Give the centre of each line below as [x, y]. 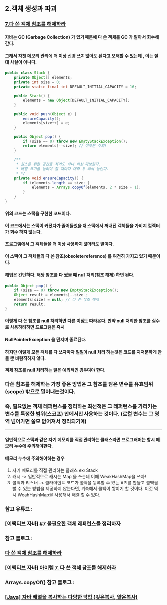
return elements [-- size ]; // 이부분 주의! [65, 146]
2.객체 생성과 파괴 [31, 9]
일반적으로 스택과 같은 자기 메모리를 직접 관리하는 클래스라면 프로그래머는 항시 [80, 439]
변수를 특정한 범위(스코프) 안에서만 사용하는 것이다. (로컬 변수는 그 [79, 414]
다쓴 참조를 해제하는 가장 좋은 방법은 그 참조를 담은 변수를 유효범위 [79, 384]
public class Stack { [28, 73]
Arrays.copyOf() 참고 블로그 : [40, 582]
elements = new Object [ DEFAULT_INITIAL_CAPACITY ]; [77, 100]
